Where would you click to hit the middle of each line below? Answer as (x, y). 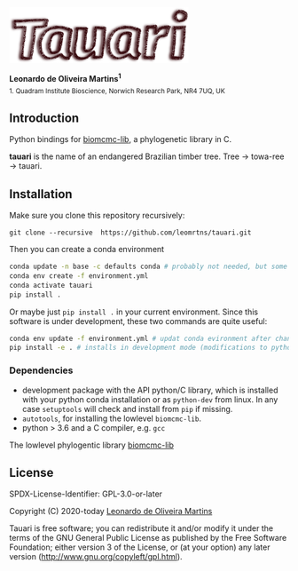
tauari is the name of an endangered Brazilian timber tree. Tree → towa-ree (147, 156)
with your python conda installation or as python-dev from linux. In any (150, 399)
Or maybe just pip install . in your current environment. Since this (134, 312)
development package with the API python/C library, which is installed (150, 390)
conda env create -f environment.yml (79, 276)
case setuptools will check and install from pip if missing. (127, 408)
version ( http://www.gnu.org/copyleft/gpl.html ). (96, 557)
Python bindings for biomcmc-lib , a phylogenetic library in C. (121, 139)
